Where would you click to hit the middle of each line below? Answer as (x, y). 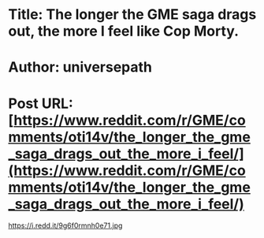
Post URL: (41, 103)
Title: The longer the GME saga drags (132, 15)
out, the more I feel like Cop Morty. (123, 31)
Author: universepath (80, 67)
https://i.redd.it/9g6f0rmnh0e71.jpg (65, 225)
